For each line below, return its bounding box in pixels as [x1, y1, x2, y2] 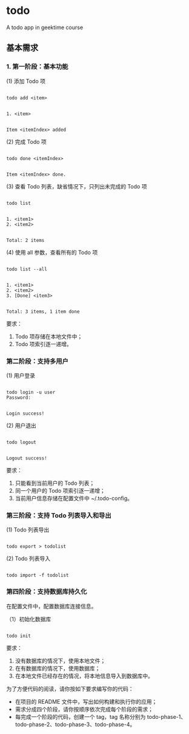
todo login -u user [6, 389, 56, 395]
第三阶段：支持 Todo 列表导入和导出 [6, 511, 111, 519]
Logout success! [6, 455, 47, 461]
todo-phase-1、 [147, 713, 187, 720]
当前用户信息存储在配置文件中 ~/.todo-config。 [15, 495, 133, 502]
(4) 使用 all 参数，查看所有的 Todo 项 [6, 249, 98, 256]
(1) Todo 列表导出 [6, 526, 50, 533]
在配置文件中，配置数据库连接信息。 [6, 602, 97, 610]
